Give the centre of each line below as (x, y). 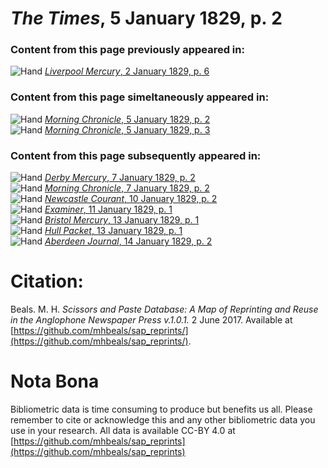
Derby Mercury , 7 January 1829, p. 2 (120, 178)
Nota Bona (55, 381)
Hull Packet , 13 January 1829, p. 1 (113, 231)
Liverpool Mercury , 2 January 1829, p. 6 (127, 71)
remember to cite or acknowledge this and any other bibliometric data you (163, 419)
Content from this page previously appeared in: (127, 50)
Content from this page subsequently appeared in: (136, 155)
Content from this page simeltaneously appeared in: (140, 97)
